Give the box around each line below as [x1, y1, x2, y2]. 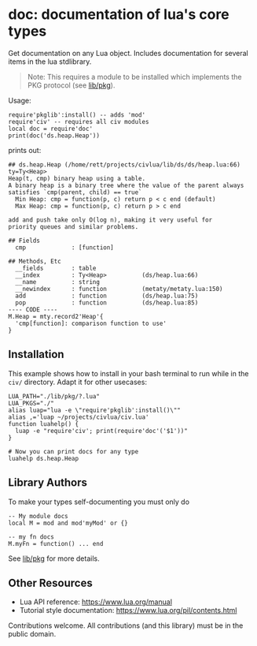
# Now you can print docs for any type [8, 447, 139, 455]
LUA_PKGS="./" [8, 399, 55, 407]
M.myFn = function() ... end [8, 540, 104, 547]
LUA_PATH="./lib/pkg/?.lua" [8, 392, 101, 400]
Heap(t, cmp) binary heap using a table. [8, 174, 146, 182]
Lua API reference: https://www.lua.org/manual [19, 597, 173, 607]
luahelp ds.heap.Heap [8, 454, 79, 462]
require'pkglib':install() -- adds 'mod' [8, 110, 146, 119]
